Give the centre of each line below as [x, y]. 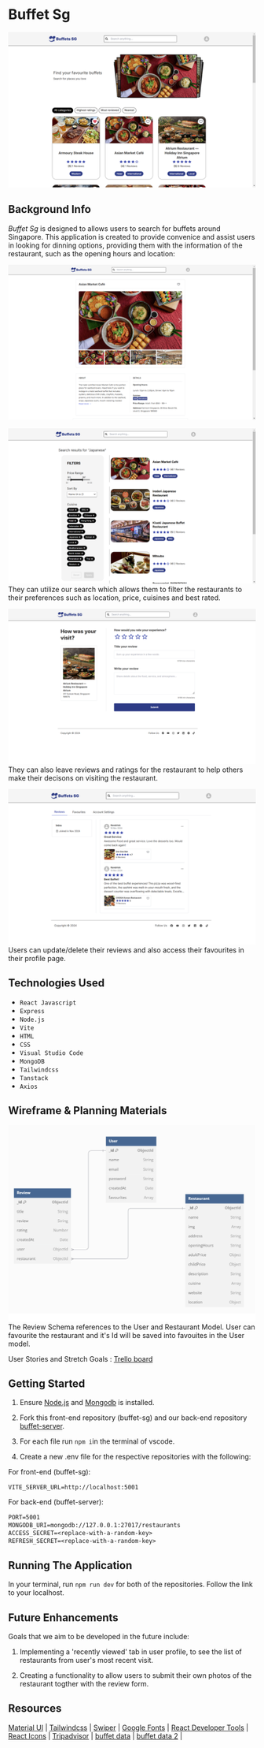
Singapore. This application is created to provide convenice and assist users [132, 237]
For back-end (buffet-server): [56, 1502]
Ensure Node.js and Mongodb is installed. [87, 1403]
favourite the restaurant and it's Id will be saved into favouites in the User [126, 1335]
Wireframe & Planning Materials [88, 1111]
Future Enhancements [64, 1618]
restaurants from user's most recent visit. [86, 1660]
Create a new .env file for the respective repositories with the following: [135, 1457]
